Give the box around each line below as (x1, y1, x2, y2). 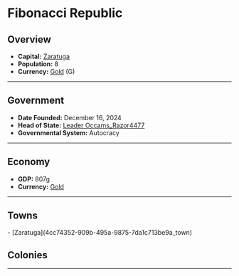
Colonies (7, 249, 48, 261)
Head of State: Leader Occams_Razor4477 (17, 121, 145, 129)
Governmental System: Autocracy (17, 128, 119, 137)
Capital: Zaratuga (17, 52, 70, 60)
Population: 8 (17, 60, 59, 68)
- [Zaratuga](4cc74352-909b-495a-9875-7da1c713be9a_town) (7, 228, 193, 237)
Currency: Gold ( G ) (17, 68, 75, 75)
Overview (7, 33, 52, 46)
